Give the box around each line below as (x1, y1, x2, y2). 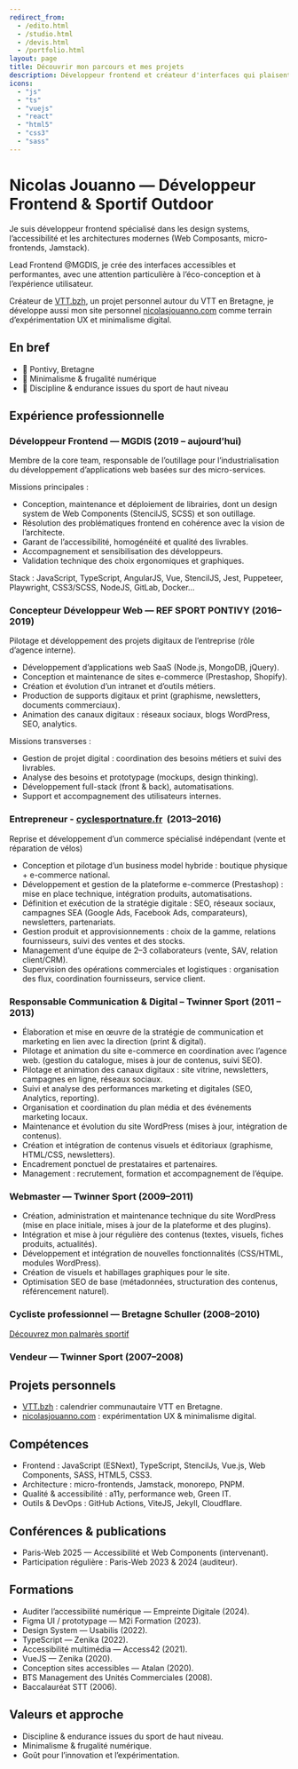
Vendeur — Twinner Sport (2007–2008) (9, 1351, 184, 1363)
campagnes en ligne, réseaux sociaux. (21, 1074, 163, 1084)
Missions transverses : (9, 736, 91, 747)
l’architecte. (21, 528, 65, 538)
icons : (9, 79, 34, 88)
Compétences (9, 1436, 90, 1452)
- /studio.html (17, 29, 74, 38)
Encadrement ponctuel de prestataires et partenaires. (21, 1159, 218, 1170)
